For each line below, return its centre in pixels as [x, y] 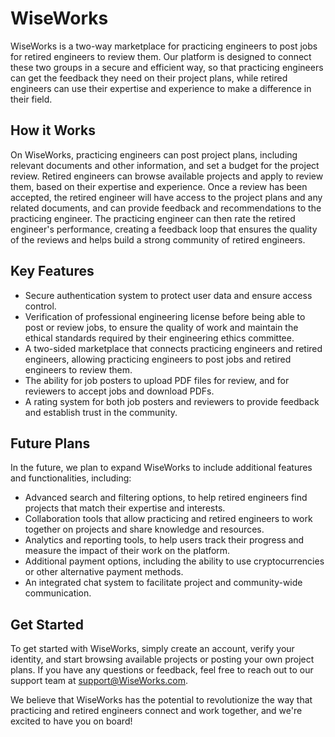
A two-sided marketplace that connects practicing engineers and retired [173, 348]
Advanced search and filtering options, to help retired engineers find [166, 498]
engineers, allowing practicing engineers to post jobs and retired [158, 359]
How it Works [53, 130]
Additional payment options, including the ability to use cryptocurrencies [174, 561]
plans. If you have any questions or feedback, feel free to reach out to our [162, 670]
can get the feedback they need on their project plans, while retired [149, 78]
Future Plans [50, 443]
